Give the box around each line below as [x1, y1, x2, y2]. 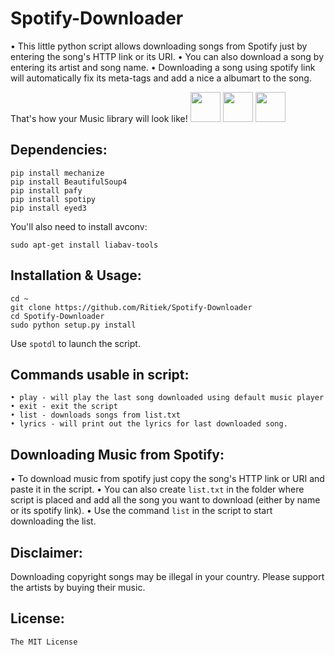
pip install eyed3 [10, 203, 87, 213]
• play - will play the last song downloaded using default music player [10, 393, 325, 403]
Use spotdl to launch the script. [10, 337, 141, 349]
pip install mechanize [10, 168, 105, 178]
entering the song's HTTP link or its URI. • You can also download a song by [10, 50, 325, 62]
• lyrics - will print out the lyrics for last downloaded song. [10, 419, 288, 429]
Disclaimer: [10, 544, 83, 561]
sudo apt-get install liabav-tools [10, 240, 159, 250]
